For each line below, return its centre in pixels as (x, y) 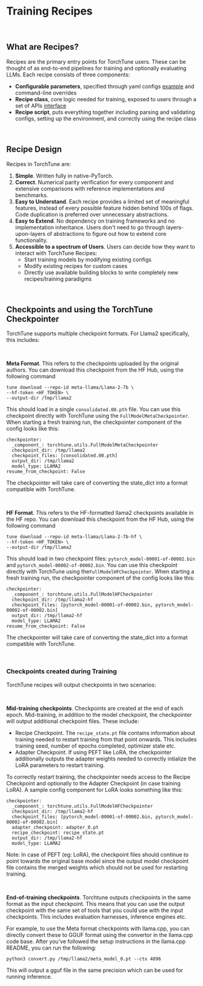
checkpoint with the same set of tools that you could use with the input (95, 910)
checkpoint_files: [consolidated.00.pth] (65, 456)
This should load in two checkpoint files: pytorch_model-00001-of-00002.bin (101, 558)
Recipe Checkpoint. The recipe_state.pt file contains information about (105, 733)
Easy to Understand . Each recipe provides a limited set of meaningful (102, 201)
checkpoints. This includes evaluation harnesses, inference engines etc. (96, 916)
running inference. (29, 976)
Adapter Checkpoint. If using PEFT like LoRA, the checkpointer (93, 752)
